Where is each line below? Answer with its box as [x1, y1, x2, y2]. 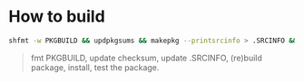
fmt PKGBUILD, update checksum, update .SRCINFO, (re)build [30, 52, 262, 63]
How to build [8, 6, 105, 27]
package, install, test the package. [30, 61, 160, 73]
